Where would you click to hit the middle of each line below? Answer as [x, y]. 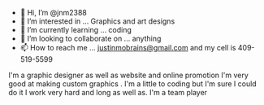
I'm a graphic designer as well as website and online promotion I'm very [129, 75]
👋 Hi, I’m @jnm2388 [53, 13]
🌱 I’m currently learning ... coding [76, 30]
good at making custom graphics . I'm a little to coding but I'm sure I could [133, 84]
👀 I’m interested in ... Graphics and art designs [97, 21]
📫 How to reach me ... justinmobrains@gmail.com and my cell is [128, 48]
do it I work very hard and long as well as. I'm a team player [108, 92]
